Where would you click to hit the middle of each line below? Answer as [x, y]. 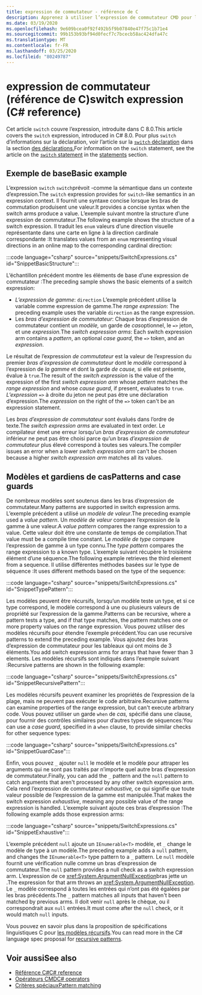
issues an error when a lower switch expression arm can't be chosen [92, 451]
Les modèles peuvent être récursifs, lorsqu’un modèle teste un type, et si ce [100, 601]
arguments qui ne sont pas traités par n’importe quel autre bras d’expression [101, 769]
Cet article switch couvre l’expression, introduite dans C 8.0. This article [94, 129]
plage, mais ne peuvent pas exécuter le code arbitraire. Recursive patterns [98, 701]
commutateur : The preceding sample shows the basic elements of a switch [99, 282]
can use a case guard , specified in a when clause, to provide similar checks [99, 727]
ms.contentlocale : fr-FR [37, 46]
